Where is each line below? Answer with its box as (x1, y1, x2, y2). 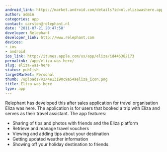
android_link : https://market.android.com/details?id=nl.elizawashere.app (5, 7, 164, 12)
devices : (5, 40, 23, 45)
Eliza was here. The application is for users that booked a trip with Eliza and (5, 105, 160, 111)
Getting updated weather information (12, 136, 88, 142)
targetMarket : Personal (5, 72, 55, 77)
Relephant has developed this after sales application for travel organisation (5, 100, 158, 106)
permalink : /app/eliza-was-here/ (5, 58, 75, 63)
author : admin (5, 12, 35, 17)
